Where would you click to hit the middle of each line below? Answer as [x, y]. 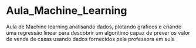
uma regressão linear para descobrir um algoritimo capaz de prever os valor [98, 32]
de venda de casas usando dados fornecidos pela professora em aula [90, 39]
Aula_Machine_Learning [67, 11]
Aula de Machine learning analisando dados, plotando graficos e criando [94, 27]
